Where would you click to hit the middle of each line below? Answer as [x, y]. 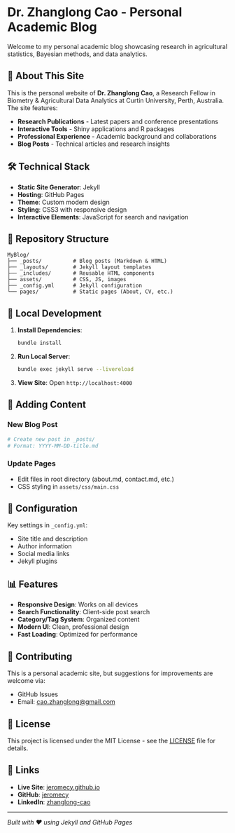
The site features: [33, 108]
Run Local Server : [44, 357]
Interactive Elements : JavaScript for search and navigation [103, 217]
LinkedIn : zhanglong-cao [54, 802]
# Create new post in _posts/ [51, 439]
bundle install [40, 343]
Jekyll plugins [37, 561]
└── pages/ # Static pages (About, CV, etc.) [90, 292]
